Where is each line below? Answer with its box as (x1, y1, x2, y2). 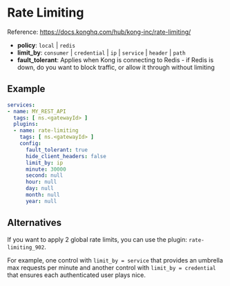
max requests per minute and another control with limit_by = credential (7, 263, 216, 271)
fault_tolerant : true (25, 146, 88, 153)
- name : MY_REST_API (7, 108, 67, 115)
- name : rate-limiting (13, 127, 79, 134)
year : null (25, 198, 57, 204)
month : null (25, 191, 60, 198)
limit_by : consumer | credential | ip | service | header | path (17, 48, 186, 57)
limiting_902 (7, 244, 45, 251)
